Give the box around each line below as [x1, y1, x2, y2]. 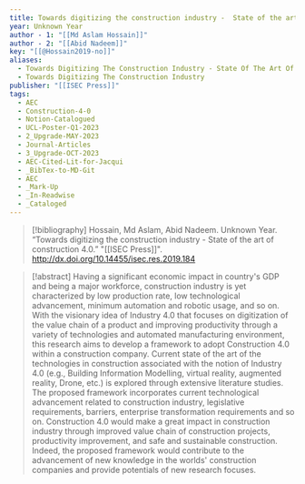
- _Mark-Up [17, 183, 59, 192]
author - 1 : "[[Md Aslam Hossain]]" [9, 30, 148, 39]
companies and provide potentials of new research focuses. [31, 464, 257, 475]
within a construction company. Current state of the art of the [31, 348, 261, 359]
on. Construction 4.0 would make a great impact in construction [31, 416, 271, 427]
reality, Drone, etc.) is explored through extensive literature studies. [31, 377, 284, 388]
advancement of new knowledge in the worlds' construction [31, 454, 257, 465]
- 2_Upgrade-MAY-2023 [17, 132, 100, 141]
